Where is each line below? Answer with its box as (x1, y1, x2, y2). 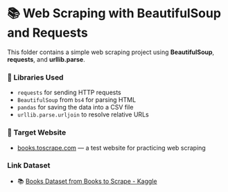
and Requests (7, 25, 88, 41)
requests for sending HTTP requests (17, 88, 121, 97)
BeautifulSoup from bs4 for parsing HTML (17, 96, 137, 104)
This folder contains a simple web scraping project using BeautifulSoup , (7, 48, 215, 56)
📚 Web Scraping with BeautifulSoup (7, 6, 222, 21)
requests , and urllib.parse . (7, 55, 85, 63)
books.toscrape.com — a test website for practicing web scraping (17, 143, 206, 152)
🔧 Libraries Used (7, 72, 64, 82)
